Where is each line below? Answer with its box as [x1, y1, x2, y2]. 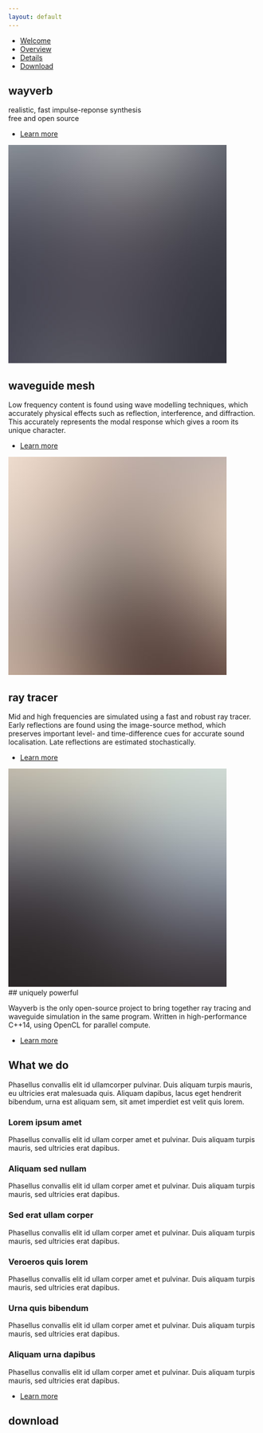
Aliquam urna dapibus [8, 1349, 96, 1360]
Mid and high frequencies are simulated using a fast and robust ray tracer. [8, 712, 252, 721]
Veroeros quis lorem [8, 1256, 88, 1267]
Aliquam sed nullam [8, 1164, 87, 1175]
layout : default [8, 13, 62, 21]
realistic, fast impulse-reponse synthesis [8, 105, 142, 115]
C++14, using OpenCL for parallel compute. [8, 1020, 151, 1030]
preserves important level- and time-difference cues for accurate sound [8, 729, 245, 739]
